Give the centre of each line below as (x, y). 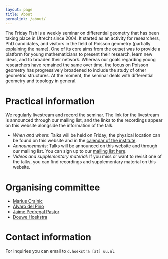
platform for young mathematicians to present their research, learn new (79, 54)
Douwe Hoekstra (30, 217)
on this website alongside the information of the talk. (59, 126)
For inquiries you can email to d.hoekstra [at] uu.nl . (61, 251)
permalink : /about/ (26, 19)
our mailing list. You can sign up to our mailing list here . (69, 151)
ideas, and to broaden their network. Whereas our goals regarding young (81, 60)
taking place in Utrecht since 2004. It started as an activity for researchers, (83, 38)
